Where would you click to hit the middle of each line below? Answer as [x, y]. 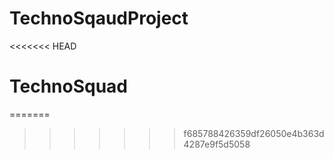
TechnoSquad [69, 86]
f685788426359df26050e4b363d [254, 133]
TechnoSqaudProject [99, 18]
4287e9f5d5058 [217, 144]
